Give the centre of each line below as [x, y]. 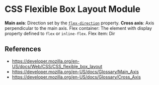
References [23, 49]
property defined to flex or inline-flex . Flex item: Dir [60, 33]
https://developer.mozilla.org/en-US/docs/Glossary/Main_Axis [75, 72]
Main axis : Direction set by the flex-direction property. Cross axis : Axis [79, 23]
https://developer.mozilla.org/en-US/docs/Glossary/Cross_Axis [76, 77]
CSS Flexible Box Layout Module [73, 9]
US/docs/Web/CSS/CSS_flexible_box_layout [57, 66]
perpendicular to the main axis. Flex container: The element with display [78, 28]
